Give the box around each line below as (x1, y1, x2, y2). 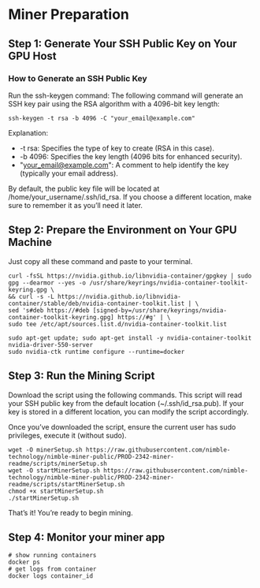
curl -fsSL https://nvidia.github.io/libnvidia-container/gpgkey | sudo (8, 272, 252, 280)
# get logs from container (8, 565, 97, 573)
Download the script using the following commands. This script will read (8, 390, 243, 400)
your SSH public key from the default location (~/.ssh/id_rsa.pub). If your (8, 398, 244, 408)
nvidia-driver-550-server (8, 341, 93, 348)
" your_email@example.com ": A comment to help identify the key (19, 160, 229, 169)
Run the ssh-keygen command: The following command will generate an (8, 91, 243, 100)
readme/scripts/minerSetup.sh (8, 460, 108, 467)
